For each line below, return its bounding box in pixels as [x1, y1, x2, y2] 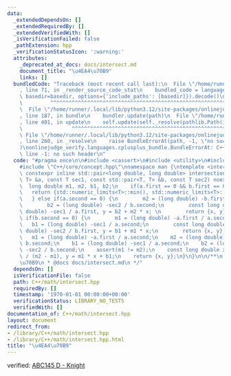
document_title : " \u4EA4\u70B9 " [19, 67, 112, 74]
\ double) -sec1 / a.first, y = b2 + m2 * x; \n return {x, [19, 208, 217, 215]
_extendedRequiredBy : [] [13, 23, 85, 30]
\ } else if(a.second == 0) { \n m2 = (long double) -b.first [19, 195, 226, 203]
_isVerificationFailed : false [13, 36, 100, 43]
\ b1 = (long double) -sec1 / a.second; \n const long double [19, 221, 226, 228]
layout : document [7, 317, 57, 324]
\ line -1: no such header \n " [19, 151, 107, 158]
